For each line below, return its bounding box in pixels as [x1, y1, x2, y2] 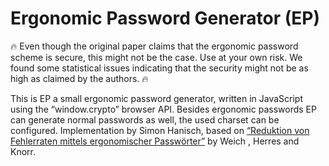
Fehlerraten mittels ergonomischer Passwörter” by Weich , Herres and [10, 135, 300, 147]
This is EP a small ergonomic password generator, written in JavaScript [10, 92, 304, 104]
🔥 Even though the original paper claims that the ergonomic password [10, 40, 299, 52]
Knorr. [10, 145, 36, 157]
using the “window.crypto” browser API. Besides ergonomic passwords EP [10, 103, 317, 115]
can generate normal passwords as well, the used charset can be [10, 113, 280, 126]
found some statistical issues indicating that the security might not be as [10, 62, 309, 74]
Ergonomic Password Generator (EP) [10, 7, 320, 30]
